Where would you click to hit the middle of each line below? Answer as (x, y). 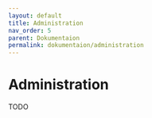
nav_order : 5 (30, 30)
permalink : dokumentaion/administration (76, 45)
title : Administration (46, 23)
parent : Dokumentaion (44, 38)
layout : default (35, 16)
